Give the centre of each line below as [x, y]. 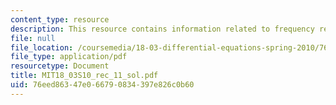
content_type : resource [60, 19]
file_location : [42, 47]
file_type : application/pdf [69, 57]
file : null [33, 38]
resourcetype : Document [60, 66]
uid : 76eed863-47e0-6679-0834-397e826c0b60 [102, 85]
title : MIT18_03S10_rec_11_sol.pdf [84, 76]
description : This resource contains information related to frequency [162, 29]
